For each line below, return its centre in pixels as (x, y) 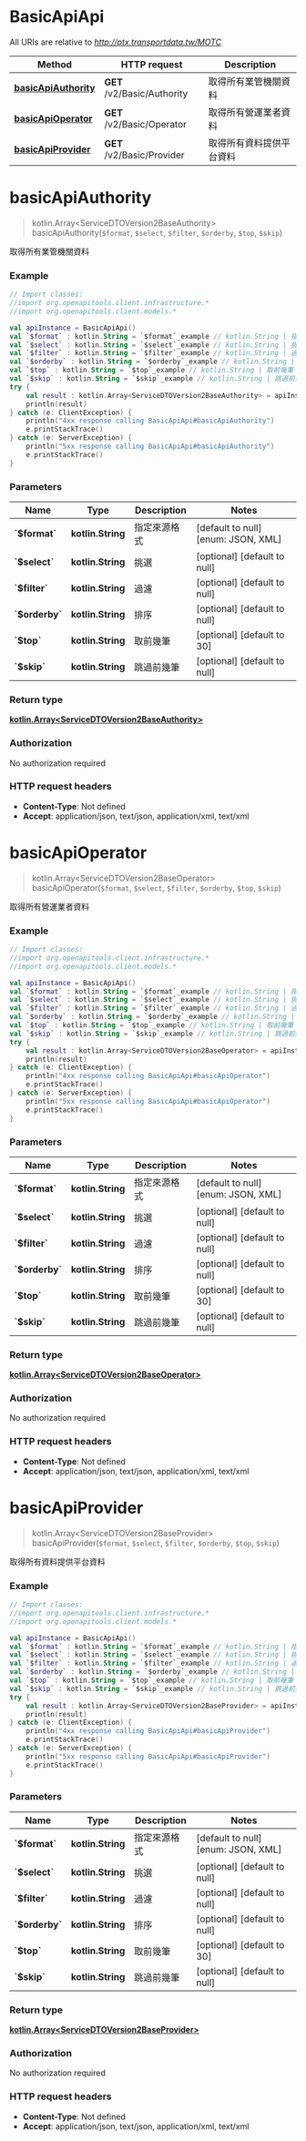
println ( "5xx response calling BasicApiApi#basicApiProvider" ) (148, 1756)
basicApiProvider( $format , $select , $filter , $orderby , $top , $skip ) (155, 1543)
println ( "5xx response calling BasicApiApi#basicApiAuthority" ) (150, 447)
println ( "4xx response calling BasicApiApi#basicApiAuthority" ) (150, 421)
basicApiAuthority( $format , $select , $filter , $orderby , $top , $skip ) (157, 232)
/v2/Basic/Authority (146, 93)
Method (55, 64)
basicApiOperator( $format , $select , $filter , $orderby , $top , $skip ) (157, 887)
